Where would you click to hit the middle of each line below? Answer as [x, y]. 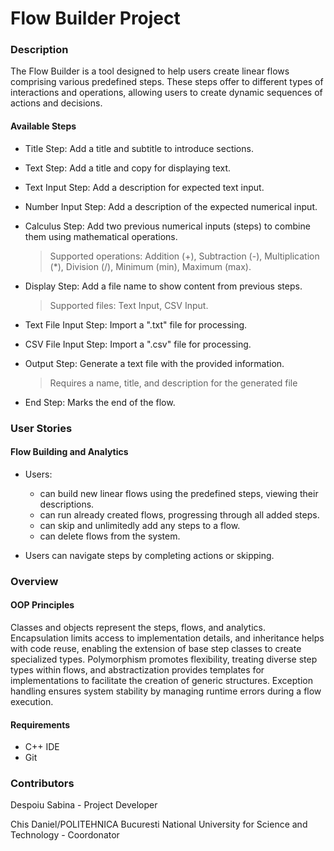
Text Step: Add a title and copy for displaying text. [128, 168]
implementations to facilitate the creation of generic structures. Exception [161, 680]
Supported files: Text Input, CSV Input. [129, 305]
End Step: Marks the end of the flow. [100, 402]
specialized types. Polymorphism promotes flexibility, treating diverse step [164, 659]
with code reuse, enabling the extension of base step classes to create [156, 648]
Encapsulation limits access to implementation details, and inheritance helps [167, 638]
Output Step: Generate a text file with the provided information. [154, 363]
